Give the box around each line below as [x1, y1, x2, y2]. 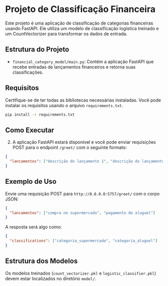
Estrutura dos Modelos [5, 257, 78, 265]
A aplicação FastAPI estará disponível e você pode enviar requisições [12, 139, 156, 145]
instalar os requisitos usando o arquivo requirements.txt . [5, 102, 123, 108]
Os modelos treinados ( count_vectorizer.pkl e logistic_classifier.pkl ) [5, 270, 156, 276]
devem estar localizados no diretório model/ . [5, 275, 96, 281]
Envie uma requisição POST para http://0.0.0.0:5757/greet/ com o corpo [5, 190, 160, 196]
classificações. [12, 69, 43, 75]
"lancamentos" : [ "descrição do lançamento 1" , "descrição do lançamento [9, 159, 164, 164]
